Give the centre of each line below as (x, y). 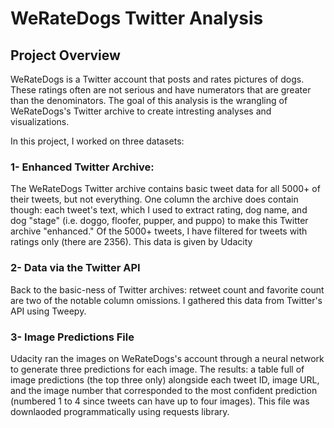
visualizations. (40, 121)
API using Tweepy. (48, 311)
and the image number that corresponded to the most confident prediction (164, 390)
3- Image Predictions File (72, 337)
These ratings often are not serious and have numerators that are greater (161, 90)
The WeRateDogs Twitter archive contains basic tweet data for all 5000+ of (165, 189)
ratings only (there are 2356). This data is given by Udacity (131, 242)
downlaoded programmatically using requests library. (120, 411)
